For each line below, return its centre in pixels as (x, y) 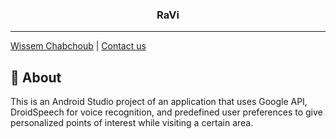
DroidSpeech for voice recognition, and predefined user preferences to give (166, 112)
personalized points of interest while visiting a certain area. (132, 123)
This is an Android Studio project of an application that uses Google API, (159, 102)
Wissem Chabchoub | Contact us (78, 46)
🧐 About (36, 77)
